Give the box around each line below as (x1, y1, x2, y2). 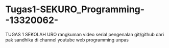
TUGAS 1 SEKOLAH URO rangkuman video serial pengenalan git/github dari (5, 31, 164, 37)
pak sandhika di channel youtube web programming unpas (5, 37, 129, 43)
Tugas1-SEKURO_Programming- (5, 4, 144, 15)
